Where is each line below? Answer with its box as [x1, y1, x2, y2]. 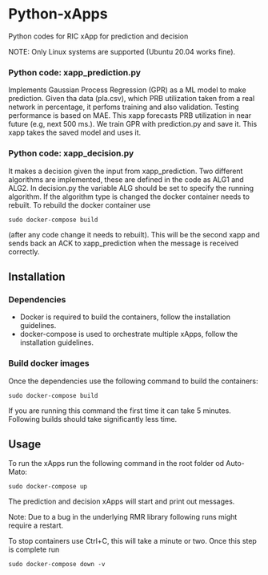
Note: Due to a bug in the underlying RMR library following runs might [8, 512, 238, 522]
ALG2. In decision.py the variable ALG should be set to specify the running [8, 183, 254, 192]
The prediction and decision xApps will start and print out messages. [8, 496, 235, 506]
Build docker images [8, 358, 90, 369]
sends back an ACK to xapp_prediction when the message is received [8, 238, 238, 248]
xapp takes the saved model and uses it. [8, 128, 142, 137]
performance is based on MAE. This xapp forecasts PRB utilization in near [8, 111, 252, 120]
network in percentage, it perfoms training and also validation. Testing [8, 102, 239, 112]
